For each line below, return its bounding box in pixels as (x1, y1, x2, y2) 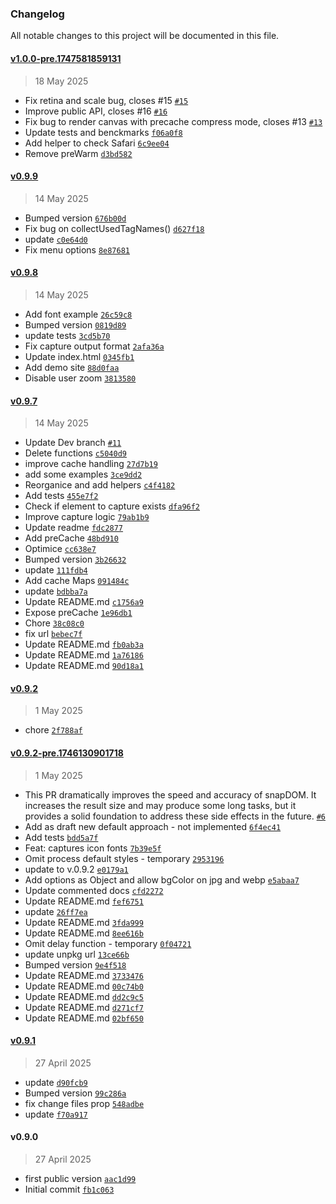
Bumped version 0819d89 (24, 318, 127, 331)
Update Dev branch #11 (24, 437, 122, 449)
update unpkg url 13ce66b (24, 948, 130, 960)
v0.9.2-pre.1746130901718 (10, 747, 124, 759)
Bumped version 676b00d (24, 212, 127, 224)
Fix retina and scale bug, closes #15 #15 (24, 94, 189, 106)
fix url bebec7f (24, 628, 83, 640)
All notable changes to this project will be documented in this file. (10, 30, 280, 42)
